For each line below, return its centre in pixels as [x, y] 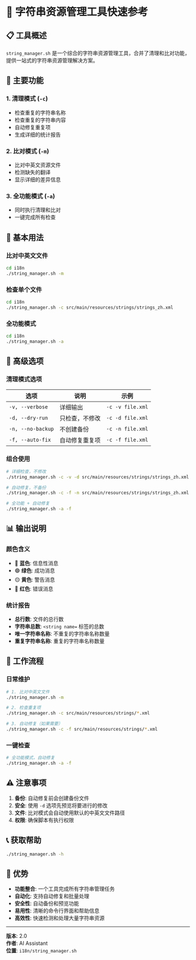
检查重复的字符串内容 [40, 120]
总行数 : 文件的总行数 [39, 619]
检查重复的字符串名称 [40, 112]
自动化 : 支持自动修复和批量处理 [52, 896]
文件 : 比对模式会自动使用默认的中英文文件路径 [70, 813]
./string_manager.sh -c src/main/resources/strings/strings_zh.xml [90, 308]
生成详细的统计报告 [38, 134]
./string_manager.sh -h [35, 854]
